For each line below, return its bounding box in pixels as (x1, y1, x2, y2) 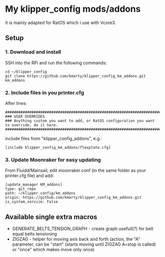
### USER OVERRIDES (5, 114, 45, 119)
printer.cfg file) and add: (5, 173, 54, 179)
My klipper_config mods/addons (5, 3, 141, 15)
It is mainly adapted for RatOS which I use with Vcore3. (5, 20, 116, 26)
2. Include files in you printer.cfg (5, 89, 84, 96)
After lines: (5, 100, 27, 106)
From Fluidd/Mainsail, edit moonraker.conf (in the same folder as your (5, 168, 146, 174)
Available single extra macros (5, 212, 97, 221)
